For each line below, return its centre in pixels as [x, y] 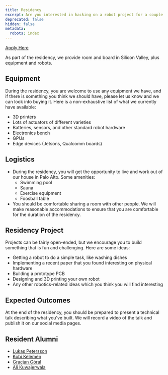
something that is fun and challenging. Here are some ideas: [68, 248]
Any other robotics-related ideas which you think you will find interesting [88, 284]
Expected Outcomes [38, 300]
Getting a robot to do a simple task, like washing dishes [70, 257]
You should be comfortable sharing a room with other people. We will [84, 204]
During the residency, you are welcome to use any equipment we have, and [83, 91]
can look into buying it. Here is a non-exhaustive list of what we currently [81, 101]
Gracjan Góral [27, 362]
